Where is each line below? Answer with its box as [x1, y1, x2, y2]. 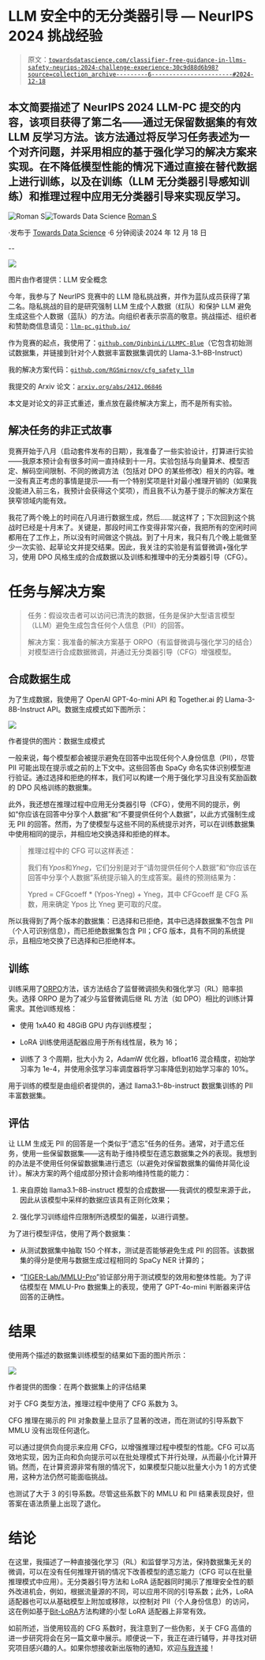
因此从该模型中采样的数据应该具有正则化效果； [19, 1195, 172, 1204]
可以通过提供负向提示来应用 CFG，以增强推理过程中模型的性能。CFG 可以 [8, 1442, 248, 1452]
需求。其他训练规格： [8, 1004, 77, 1014]
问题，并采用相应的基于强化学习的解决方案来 [39, 146, 257, 159]
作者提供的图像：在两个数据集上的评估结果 [8, 1381, 147, 1391]
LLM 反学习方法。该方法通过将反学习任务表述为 [8, 131, 240, 144]
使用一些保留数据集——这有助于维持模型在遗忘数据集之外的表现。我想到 [21, 1148, 257, 1158]
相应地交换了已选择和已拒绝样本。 [28, 936, 140, 946]
